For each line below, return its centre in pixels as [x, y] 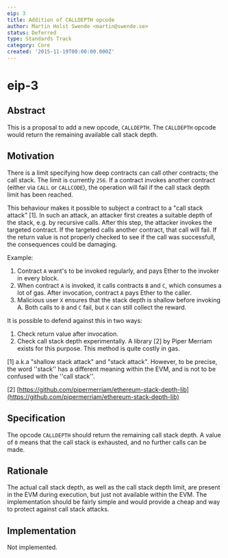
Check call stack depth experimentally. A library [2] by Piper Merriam [114, 341]
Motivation [31, 156]
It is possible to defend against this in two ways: [75, 320]
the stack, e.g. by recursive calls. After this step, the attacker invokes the [110, 222]
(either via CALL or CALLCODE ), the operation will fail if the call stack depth [109, 187]
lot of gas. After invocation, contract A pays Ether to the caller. [104, 293]
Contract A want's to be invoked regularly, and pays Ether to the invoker [118, 271]
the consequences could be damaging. [62, 244]
